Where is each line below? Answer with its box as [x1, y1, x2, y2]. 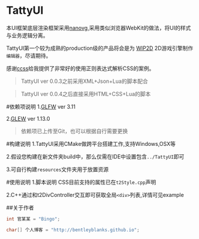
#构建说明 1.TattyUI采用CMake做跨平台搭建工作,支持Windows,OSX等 [6, 140, 176, 147]
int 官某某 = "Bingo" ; [6, 216, 61, 222]
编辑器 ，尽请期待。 [6, 52, 52, 59]
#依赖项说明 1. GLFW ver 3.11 [6, 103, 76, 110]
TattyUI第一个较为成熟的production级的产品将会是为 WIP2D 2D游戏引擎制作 [6, 44, 194, 52]
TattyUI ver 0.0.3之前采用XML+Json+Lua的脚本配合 [20, 77, 148, 85]
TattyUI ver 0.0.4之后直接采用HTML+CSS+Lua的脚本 [20, 90, 151, 97]
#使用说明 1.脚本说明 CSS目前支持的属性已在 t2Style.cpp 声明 [6, 178, 156, 186]
